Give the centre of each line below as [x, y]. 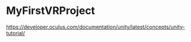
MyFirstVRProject [51, 11]
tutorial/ [16, 33]
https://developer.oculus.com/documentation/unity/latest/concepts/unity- [95, 27]
